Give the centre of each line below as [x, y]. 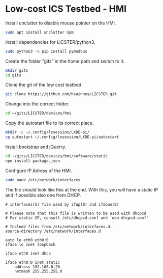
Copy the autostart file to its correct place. [50, 123]
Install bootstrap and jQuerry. [36, 147]
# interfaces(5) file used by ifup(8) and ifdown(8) [62, 204]
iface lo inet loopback [30, 244]
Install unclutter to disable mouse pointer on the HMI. [61, 23]
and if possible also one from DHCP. [43, 195]
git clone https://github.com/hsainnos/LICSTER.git [61, 94]
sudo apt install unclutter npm [39, 32]
